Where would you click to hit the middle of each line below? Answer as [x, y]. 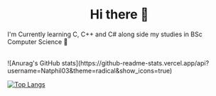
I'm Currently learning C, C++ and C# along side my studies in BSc [105, 34]
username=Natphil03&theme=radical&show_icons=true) [90, 70]
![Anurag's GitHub [34, 63]
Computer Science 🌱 [38, 41]
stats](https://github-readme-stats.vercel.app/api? [135, 63]
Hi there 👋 [119, 15]
